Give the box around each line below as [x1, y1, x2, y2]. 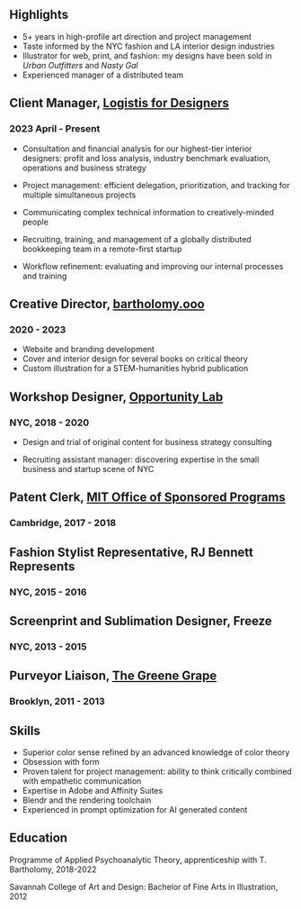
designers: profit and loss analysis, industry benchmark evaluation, [22, 152, 271, 163]
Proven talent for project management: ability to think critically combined [22, 766, 292, 777]
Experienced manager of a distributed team [22, 69, 184, 80]
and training [22, 270, 67, 281]
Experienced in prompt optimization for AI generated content [22, 804, 248, 814]
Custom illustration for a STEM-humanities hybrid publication [22, 363, 249, 374]
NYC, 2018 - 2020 [9, 416, 90, 429]
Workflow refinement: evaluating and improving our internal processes [22, 260, 284, 271]
